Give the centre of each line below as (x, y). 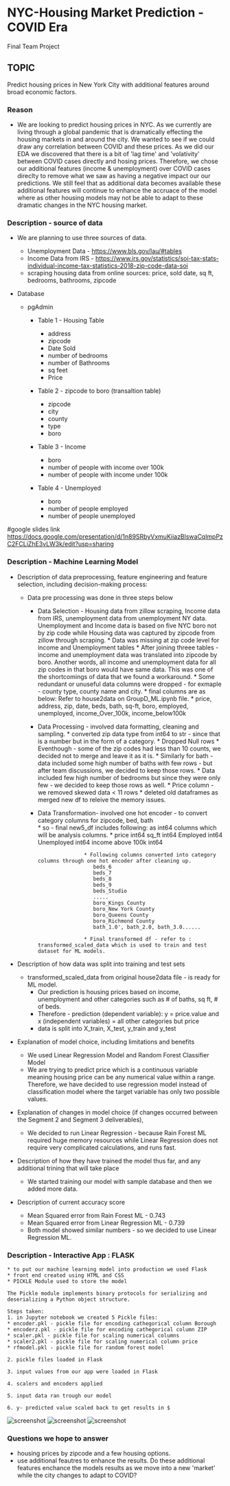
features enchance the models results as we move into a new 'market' (116, 1468)
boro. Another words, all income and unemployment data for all (127, 662)
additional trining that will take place (68, 1168)
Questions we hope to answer (58, 1438)
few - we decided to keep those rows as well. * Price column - (126, 785)
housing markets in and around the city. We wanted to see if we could (116, 140)
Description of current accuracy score (71, 1202)
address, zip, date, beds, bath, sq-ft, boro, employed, (113, 706)
